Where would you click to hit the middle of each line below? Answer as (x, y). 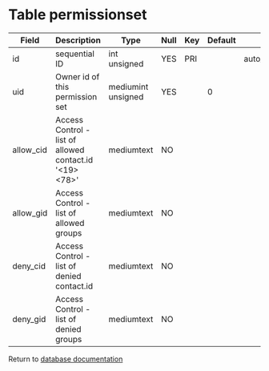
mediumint (128, 87)
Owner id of (77, 76)
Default (221, 40)
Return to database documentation (66, 359)
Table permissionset (78, 15)
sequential (74, 54)
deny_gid (29, 319)
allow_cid (30, 150)
